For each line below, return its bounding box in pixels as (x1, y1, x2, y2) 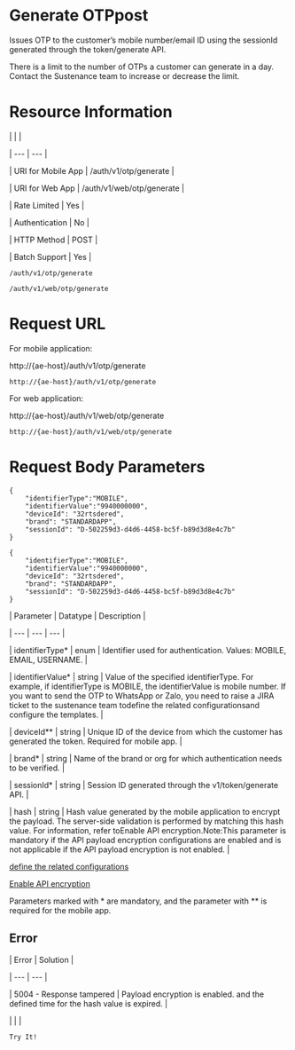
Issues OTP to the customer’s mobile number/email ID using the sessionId (9, 35, 278, 45)
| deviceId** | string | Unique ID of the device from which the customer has (9, 726, 283, 737)
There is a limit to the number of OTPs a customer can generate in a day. (9, 61, 275, 72)
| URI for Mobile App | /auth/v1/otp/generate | (9, 165, 175, 176)
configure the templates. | (9, 709, 104, 720)
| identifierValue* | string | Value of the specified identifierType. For (9, 671, 254, 682)
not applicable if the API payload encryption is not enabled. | (9, 844, 230, 855)
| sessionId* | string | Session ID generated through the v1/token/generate (9, 779, 279, 790)
